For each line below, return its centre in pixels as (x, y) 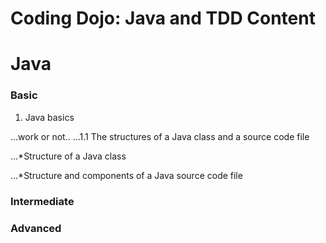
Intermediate (42, 201)
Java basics (49, 117)
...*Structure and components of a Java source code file (126, 175)
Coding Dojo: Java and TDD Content (163, 18)
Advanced (36, 228)
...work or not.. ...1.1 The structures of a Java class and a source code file (160, 136)
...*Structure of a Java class (68, 156)
